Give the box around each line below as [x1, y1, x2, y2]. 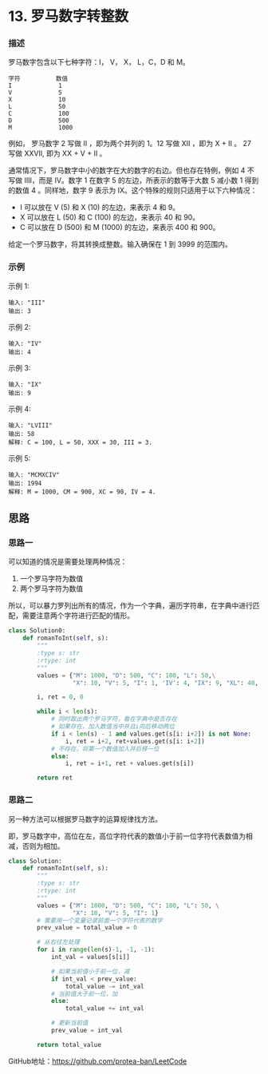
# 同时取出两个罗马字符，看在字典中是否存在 [50, 715, 178, 723]
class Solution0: [8, 627, 66, 635]
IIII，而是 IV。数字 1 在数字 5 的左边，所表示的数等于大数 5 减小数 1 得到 [23, 176, 259, 185]
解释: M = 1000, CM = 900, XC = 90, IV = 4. [8, 488, 156, 496]
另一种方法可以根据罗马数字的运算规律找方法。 [8, 814, 162, 823]
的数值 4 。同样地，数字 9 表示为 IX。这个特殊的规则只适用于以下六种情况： [8, 185, 258, 196]
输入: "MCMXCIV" [8, 470, 60, 479]
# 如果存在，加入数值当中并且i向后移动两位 [50, 723, 175, 731]
